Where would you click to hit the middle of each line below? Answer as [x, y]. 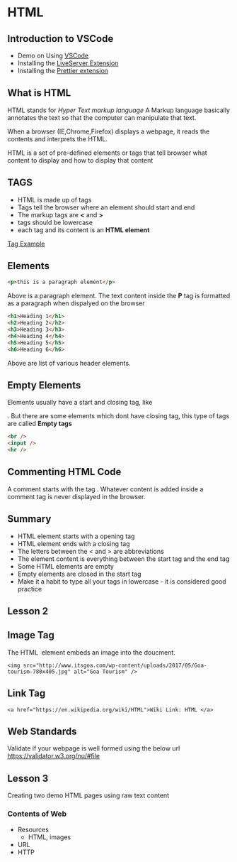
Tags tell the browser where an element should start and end [106, 207]
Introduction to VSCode [60, 39]
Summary [29, 519]
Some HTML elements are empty [66, 566]
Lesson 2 [28, 611]
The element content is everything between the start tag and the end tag [123, 559]
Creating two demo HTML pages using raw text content [88, 795]
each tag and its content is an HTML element [83, 230]
